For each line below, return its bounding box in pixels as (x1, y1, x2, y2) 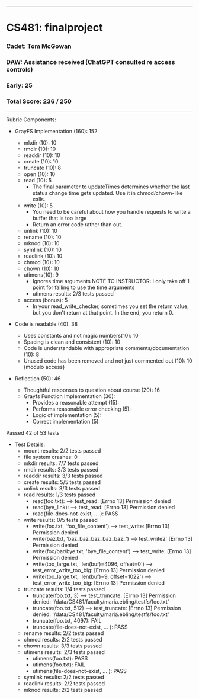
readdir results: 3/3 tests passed (23, 472, 103, 480)
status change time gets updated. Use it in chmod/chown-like (32, 190, 183, 197)
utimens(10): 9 (23, 271, 59, 278)
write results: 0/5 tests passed (23, 517, 98, 524)
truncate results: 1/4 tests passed (23, 586, 105, 593)
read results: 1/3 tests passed (23, 491, 96, 498)
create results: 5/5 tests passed (23, 479, 101, 486)
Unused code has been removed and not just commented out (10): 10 (23, 357, 192, 364)
